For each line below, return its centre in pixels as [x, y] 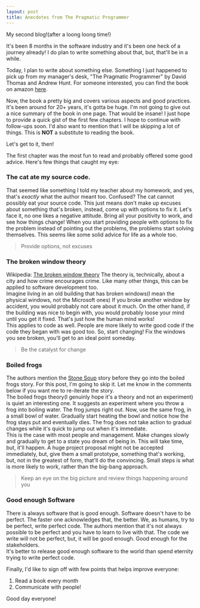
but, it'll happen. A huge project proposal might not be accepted [85, 447]
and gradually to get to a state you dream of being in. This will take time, [95, 442]
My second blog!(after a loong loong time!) [59, 34]
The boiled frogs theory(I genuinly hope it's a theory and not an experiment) [100, 397]
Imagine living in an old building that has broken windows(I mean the [90, 294]
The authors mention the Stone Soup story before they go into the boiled [96, 378]
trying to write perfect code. [41, 557]
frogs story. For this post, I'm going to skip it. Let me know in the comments [99, 384]
